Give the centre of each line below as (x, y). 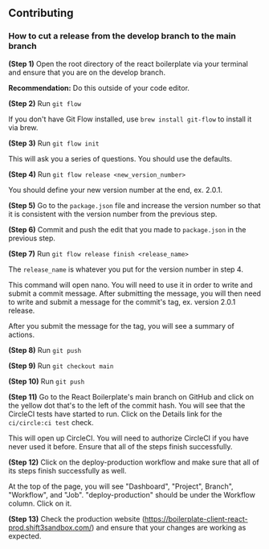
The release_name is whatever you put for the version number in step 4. (126, 269)
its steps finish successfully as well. (67, 470)
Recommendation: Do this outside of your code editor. (99, 88)
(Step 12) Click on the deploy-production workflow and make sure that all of (134, 462)
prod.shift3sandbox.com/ (50, 527)
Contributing (41, 13)
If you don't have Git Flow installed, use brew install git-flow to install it (130, 119)
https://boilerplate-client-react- (196, 518)
